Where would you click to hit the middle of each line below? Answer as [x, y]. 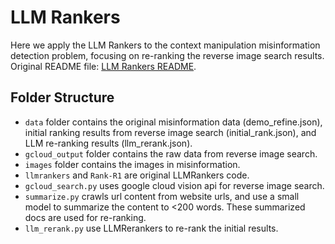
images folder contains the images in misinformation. [132, 164]
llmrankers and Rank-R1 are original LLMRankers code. [137, 175]
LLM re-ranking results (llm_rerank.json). [108, 143]
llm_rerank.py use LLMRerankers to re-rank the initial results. [151, 228]
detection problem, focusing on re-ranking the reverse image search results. [167, 55]
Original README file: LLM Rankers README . [103, 66]
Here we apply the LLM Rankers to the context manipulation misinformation [165, 45]
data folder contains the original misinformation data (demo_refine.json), [173, 122]
